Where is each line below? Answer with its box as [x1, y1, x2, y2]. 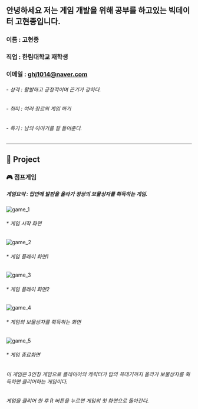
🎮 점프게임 [6, 173, 37, 181]
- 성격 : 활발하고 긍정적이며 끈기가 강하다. [6, 86, 101, 93]
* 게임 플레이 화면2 [6, 285, 50, 292]
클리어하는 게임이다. [21, 378, 68, 385]
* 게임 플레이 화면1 [6, 252, 49, 260]
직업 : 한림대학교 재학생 [6, 53, 68, 61]
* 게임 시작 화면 [6, 220, 42, 227]
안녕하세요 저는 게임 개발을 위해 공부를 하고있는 [6, 5, 167, 16]
